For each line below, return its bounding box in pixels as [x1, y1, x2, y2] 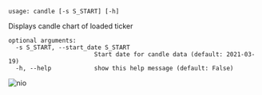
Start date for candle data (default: [93, 51, 224, 59]
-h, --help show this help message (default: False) [15, 64, 234, 72]
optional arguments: [8, 36, 77, 44]
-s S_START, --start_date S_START [15, 44, 130, 51]
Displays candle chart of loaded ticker [8, 21, 133, 31]
